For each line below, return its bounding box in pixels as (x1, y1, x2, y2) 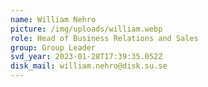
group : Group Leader (10, 42, 97, 53)
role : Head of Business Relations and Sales (10, 33, 199, 43)
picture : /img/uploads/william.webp (10, 24, 163, 34)
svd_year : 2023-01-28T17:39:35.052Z (10, 52, 163, 62)
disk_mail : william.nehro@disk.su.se (10, 61, 168, 71)
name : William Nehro (10, 14, 97, 25)
